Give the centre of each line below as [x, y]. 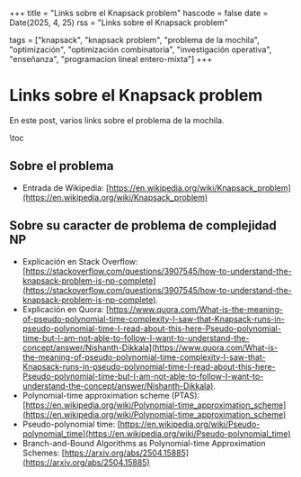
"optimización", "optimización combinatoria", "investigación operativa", [141, 49]
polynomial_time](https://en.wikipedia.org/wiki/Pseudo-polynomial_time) [156, 433]
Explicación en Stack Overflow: [80, 261]
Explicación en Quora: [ [66, 309]
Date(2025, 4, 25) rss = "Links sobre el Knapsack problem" [119, 22]
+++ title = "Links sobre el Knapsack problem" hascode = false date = [139, 13]
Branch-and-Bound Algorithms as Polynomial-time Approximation [144, 443]
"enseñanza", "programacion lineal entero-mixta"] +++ [111, 59]
